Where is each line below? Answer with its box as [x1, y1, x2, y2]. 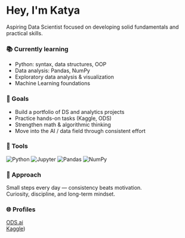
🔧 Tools [6, 142, 28, 150]
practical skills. [6, 29, 43, 36]
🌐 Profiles [6, 205, 36, 214]
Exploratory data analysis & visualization [14, 73, 115, 81]
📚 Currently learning [6, 45, 69, 53]
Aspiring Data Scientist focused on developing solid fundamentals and [6, 23, 179, 30]
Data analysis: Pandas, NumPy [14, 67, 91, 75]
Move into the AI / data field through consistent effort [14, 127, 146, 134]
